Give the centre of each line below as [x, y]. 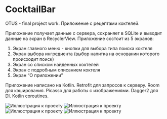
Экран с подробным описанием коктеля [56, 70]
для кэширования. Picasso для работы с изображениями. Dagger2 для [82, 90]
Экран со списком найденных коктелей [56, 64]
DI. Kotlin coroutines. [27, 96]
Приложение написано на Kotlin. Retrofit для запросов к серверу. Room [82, 85]
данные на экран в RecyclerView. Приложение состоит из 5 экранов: [80, 38]
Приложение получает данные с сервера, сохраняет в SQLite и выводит [84, 33]
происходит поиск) [33, 59]
